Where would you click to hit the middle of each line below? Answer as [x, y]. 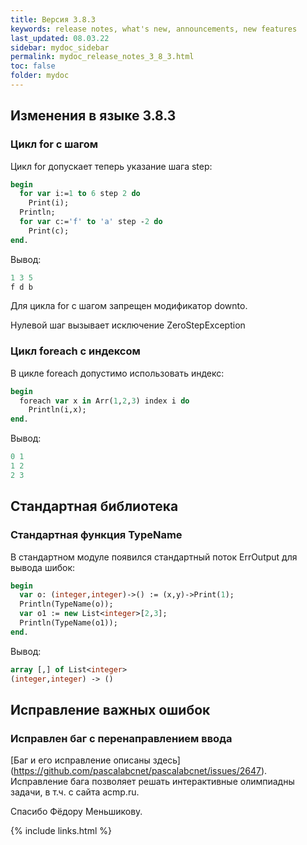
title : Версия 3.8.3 [53, 19]
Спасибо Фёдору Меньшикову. [76, 812]
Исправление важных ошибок [110, 709]
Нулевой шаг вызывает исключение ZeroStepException [128, 325]
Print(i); [49, 203]
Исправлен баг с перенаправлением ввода [121, 738]
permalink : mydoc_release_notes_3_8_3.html [102, 57]
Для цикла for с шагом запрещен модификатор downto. [129, 306]
